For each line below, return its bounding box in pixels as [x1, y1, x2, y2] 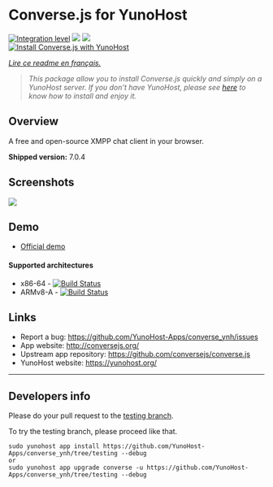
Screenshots [8, 176, 75, 189]
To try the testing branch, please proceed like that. [8, 427, 178, 437]
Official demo [19, 241, 66, 251]
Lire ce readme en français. [8, 58, 102, 67]
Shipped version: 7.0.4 [8, 152, 85, 162]
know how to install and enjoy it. [28, 91, 136, 101]
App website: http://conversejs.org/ [19, 341, 140, 350]
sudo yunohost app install [8, 442, 100, 450]
